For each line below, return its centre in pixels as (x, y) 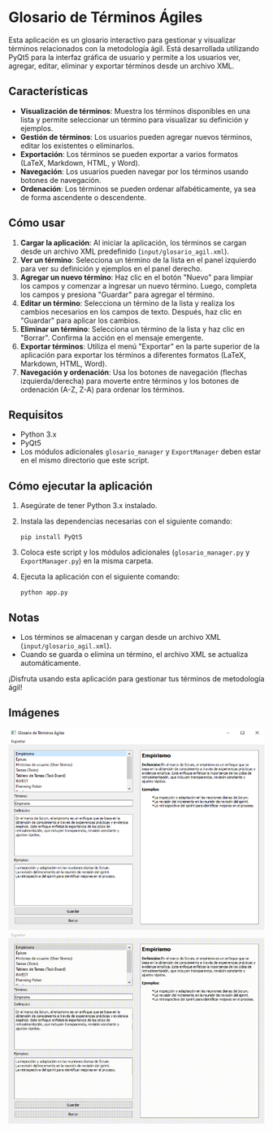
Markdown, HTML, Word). (63, 363)
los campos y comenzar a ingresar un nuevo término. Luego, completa (139, 285)
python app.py (44, 593)
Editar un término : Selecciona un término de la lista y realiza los (128, 303)
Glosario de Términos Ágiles (106, 17)
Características (48, 91)
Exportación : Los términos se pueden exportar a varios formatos (129, 154)
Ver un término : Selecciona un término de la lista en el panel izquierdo (138, 259)
